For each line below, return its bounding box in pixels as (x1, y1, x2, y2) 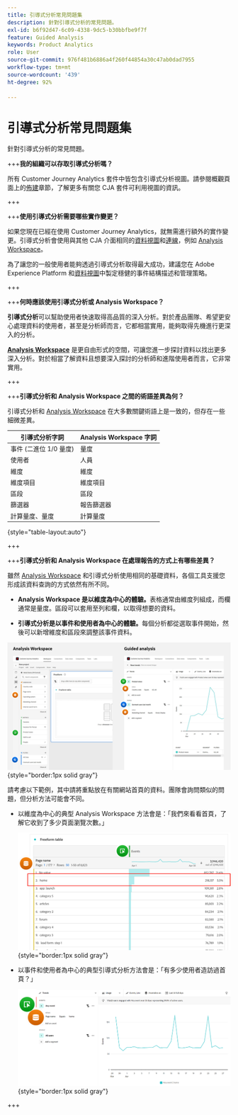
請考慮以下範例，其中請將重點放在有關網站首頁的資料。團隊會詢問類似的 (7, 786, 218, 794)
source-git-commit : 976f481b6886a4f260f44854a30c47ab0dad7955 (7, 57, 195, 64)
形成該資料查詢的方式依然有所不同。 (7, 580, 113, 589)
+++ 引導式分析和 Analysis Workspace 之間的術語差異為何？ (7, 392, 184, 400)
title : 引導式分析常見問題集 (7, 11, 83, 18)
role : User (7, 49, 40, 56)
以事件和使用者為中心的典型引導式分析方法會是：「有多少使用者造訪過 (17, 966, 220, 974)
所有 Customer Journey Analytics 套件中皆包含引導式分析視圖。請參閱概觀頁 (7, 174, 231, 183)
